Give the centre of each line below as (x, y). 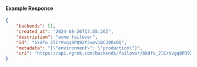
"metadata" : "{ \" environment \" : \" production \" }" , (79, 48)
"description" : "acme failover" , (57, 37)
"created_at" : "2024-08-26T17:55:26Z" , (65, 31)
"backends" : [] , (36, 26)
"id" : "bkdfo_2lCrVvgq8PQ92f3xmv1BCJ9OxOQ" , (71, 42)
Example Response (29, 8)
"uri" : (24, 53)
